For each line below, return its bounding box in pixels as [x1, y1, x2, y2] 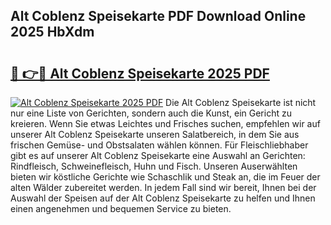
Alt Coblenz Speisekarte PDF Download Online [10, 8, 307, 25]
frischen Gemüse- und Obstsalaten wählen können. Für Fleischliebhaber [10, 139, 309, 151]
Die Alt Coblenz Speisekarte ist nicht [165, 97, 317, 108]
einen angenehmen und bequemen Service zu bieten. [10, 203, 232, 214]
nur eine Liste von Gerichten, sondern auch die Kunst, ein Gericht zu [10, 107, 292, 119]
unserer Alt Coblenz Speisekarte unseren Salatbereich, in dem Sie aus [10, 129, 300, 140]
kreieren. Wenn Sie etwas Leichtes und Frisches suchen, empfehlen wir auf [10, 118, 321, 129]
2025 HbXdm [10, 24, 95, 41]
